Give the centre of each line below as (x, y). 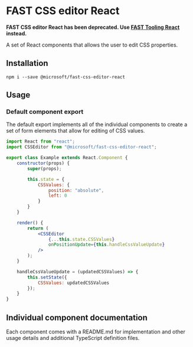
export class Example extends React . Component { (67, 158)
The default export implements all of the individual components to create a (97, 124)
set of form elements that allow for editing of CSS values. (76, 131)
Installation (27, 63)
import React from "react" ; (41, 142)
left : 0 (58, 196)
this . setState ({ (47, 277)
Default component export (45, 112)
